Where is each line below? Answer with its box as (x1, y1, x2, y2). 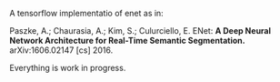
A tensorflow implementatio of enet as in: (9, 8, 164, 18)
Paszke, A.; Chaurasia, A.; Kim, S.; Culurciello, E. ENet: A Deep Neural (9, 26, 271, 36)
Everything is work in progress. (9, 63, 126, 73)
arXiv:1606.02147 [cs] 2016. (9, 45, 114, 56)
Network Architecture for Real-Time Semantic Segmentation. (9, 36, 245, 46)
